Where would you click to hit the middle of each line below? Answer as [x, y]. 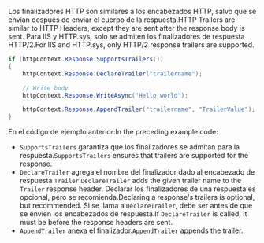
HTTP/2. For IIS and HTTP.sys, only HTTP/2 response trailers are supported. [131, 45]
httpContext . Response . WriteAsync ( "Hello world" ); [106, 95]
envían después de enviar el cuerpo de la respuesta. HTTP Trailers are [122, 20]
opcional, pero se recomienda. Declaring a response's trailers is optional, [137, 197]
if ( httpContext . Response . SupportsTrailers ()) [86, 59]
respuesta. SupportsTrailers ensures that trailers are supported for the [134, 156]
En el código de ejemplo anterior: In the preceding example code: [113, 132]
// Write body [45, 88]
